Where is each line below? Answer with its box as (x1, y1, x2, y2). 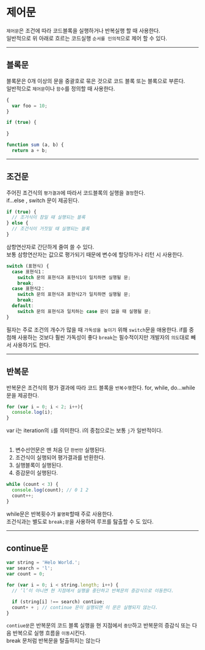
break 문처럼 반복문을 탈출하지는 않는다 (6, 637, 101, 645)
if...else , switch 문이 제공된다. (6, 197, 80, 204)
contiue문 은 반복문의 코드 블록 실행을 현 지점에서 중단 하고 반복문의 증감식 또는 (6, 622, 191, 629)
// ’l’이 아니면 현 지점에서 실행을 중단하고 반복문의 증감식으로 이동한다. (12, 587, 174, 594)
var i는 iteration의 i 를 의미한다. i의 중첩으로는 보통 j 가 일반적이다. (6, 427, 163, 434)
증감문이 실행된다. (15, 469, 58, 477)
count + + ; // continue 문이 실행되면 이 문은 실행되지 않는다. (12, 604, 159, 610)
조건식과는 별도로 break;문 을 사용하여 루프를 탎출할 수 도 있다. (6, 518, 154, 525)
